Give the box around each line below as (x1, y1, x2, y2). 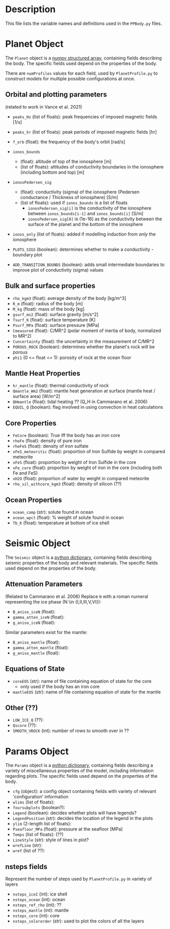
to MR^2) (12, 333, 32, 339)
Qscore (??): (12, 722, 37, 728)
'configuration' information (12, 793, 69, 800)
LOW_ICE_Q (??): (12, 717, 44, 723)
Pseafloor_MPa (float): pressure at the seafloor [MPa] (12, 826, 123, 832)
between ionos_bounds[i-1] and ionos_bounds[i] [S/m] (27, 210, 144, 216)
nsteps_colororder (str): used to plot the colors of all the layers (12, 918, 145, 924)
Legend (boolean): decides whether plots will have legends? (12, 810, 137, 816)
